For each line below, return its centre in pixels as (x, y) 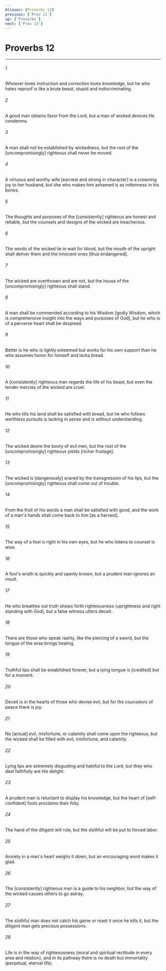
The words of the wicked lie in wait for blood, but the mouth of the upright (80, 249)
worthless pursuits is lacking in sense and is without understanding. (74, 419)
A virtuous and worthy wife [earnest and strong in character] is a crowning (81, 180)
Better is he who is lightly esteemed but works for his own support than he (81, 350)
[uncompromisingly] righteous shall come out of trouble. (62, 483)
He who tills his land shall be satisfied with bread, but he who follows (75, 414)
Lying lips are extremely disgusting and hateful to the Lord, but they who (79, 766)
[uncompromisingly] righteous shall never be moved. (59, 153)
